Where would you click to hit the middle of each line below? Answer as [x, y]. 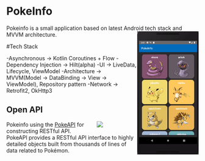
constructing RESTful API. [39, 131]
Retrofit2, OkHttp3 [30, 90]
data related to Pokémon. [38, 150]
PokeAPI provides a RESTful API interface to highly [70, 137]
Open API [25, 110]
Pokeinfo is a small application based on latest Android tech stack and [94, 28]
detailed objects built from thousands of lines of [67, 144]
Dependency [22, 65]
